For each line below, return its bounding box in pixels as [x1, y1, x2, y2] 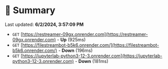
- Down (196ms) [58, 47, 93, 53]
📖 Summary [5, 5, 55, 16]
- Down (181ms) [74, 58, 109, 64]
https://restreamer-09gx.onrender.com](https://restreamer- [22, 31, 148, 37]
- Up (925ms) [57, 37, 86, 43]
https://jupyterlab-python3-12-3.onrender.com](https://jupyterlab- [22, 53, 163, 59]
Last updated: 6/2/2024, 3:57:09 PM [5, 21, 84, 27]
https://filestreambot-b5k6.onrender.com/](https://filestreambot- [22, 42, 159, 48]
